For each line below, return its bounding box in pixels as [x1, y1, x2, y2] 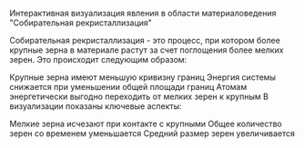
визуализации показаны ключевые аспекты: [9, 101, 182, 112]
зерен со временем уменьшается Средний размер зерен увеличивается [9, 128, 296, 139]
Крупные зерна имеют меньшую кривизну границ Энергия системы [9, 72, 276, 83]
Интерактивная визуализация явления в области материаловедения [9, 8, 277, 18]
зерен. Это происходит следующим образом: [9, 54, 187, 64]
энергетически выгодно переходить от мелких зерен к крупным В [9, 91, 269, 102]
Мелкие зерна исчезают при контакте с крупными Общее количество [9, 118, 282, 129]
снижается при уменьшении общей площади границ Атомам [9, 82, 248, 92]
